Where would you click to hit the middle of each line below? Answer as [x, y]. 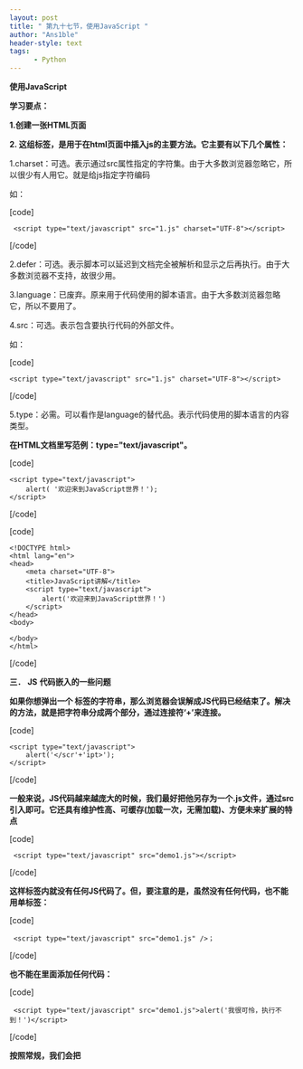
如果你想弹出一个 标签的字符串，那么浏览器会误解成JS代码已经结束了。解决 [150, 701]
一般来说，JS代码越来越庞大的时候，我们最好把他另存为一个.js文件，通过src [152, 798]
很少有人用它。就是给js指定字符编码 [84, 175]
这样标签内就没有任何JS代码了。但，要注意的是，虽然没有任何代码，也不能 [149, 891]
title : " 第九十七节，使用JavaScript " [79, 26]
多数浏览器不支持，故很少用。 [65, 275]
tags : [19, 52]
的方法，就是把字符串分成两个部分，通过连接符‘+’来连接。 [118, 712]
